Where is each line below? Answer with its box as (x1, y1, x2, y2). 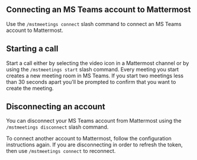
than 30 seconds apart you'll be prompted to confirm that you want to (6, 78, 176, 85)
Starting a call (6, 44, 59, 54)
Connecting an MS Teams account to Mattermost (6, 5, 191, 15)
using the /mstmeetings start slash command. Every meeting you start (6, 66, 179, 73)
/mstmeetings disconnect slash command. (6, 123, 109, 130)
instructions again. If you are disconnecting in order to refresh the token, (6, 141, 183, 148)
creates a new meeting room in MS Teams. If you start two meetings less (6, 72, 184, 79)
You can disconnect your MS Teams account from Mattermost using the (6, 117, 182, 125)
